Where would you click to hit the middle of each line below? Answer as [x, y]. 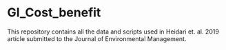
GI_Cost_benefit [54, 13]
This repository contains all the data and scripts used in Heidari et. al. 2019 [113, 32]
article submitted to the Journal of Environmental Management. [97, 38]
